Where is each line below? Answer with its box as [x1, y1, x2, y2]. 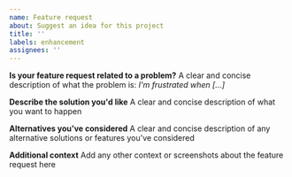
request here [9, 159, 56, 170]
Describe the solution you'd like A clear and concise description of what [9, 96, 276, 107]
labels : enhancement [9, 37, 86, 47]
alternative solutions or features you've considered [9, 133, 195, 143]
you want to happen [9, 106, 82, 117]
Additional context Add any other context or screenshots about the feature [9, 150, 284, 160]
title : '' [9, 29, 46, 38]
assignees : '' [9, 46, 62, 55]
